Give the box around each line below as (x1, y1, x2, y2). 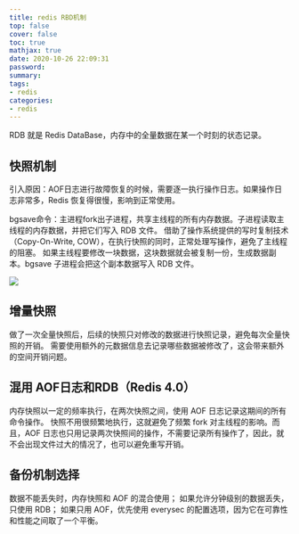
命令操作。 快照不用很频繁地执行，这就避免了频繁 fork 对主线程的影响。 (9, 416, 273, 427)
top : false (9, 21, 50, 30)
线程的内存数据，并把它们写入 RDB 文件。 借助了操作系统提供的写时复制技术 (9, 225, 289, 236)
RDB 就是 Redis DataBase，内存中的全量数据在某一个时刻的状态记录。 (9, 130, 267, 141)
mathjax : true (9, 46, 62, 55)
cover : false (9, 29, 58, 38)
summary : (9, 71, 42, 80)
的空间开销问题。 (9, 351, 72, 362)
